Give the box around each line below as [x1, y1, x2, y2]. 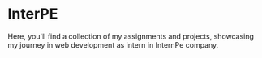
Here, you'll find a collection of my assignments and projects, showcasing [7, 31, 255, 41]
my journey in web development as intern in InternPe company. [7, 39, 219, 49]
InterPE [7, 5, 58, 23]
